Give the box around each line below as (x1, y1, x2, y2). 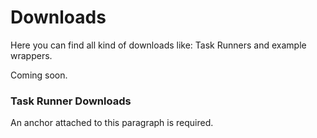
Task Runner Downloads (10, 94, 132, 108)
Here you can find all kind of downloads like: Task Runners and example (10, 39, 307, 51)
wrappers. (10, 49, 53, 61)
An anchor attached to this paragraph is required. (10, 117, 214, 129)
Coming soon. (10, 69, 68, 81)
